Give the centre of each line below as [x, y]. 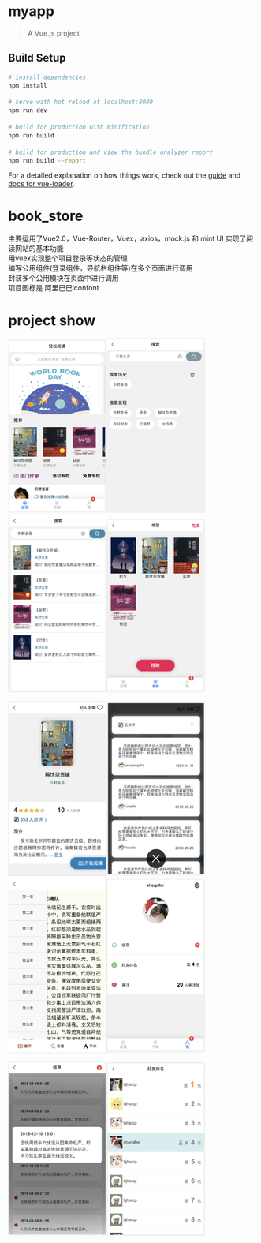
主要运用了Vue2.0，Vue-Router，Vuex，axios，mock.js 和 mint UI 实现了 [127, 238]
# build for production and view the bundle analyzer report [111, 152]
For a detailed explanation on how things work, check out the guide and [125, 175]
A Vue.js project [54, 33]
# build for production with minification [79, 127]
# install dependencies [47, 77]
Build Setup [37, 58]
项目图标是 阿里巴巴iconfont [54, 288]
